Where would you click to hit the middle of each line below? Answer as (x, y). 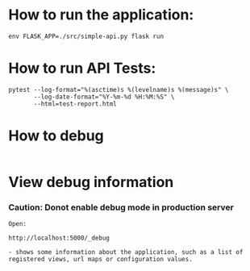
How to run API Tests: (82, 68)
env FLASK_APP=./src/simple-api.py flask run (86, 36)
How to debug (56, 136)
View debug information (91, 182)
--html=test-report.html (75, 104)
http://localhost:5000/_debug (59, 238)
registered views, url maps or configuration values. (101, 260)
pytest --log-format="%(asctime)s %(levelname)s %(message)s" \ (119, 90)
